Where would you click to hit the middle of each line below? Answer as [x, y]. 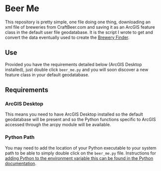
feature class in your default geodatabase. [47, 75]
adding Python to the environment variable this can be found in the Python [79, 158]
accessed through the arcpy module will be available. [58, 125]
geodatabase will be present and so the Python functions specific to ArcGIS [80, 120]
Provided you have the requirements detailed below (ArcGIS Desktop [73, 64]
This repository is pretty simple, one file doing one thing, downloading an [78, 22]
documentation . [21, 163]
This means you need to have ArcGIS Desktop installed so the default [74, 114]
